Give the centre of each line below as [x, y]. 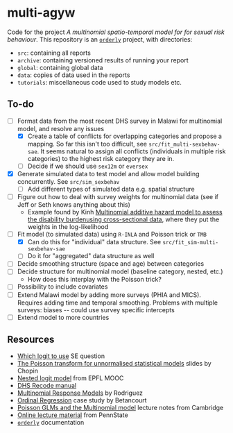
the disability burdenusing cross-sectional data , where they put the [123, 219]
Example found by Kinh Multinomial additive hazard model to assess [125, 212]
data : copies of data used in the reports [74, 75]
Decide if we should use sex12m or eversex [88, 166]
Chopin [27, 371]
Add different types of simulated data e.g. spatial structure [111, 189]
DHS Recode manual [47, 386]
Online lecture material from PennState [72, 415]
